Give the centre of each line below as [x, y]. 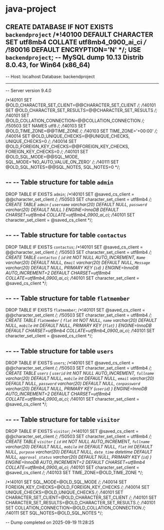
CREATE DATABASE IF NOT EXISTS [59, 27]
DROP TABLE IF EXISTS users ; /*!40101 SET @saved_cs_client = [70, 363]
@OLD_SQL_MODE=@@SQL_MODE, [42, 157]
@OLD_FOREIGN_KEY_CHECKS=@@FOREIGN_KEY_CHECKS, [67, 146]
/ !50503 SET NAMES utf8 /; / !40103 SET [46, 126]
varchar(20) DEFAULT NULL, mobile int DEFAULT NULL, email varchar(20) [80, 378]
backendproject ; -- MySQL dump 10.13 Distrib [75, 57]
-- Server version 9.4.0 [28, 90]
